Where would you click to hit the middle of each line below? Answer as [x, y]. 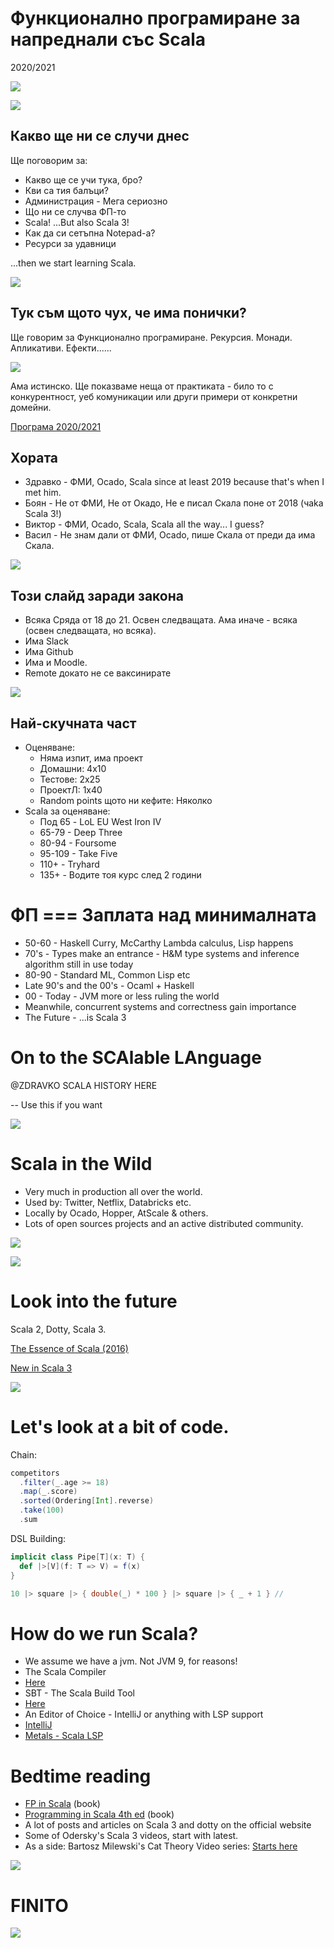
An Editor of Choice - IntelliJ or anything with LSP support [144, 1714]
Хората [34, 457]
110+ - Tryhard [69, 864]
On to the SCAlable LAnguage [136, 1058]
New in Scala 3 [41, 1368]
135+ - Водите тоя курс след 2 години [120, 875]
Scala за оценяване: [67, 811]
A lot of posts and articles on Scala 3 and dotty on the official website [168, 1825]
